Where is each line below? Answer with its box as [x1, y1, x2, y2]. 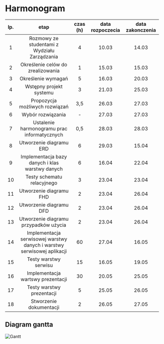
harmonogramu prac [20, 125, 67, 132]
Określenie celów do [20, 61, 67, 68]
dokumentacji [28, 304, 60, 310]
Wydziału [33, 47, 55, 54]
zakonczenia [126, 26, 156, 33]
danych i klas [28, 159, 59, 166]
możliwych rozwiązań [19, 103, 69, 110]
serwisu [35, 262, 53, 268]
